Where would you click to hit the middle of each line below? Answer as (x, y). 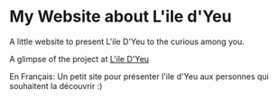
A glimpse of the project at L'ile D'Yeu (79, 59)
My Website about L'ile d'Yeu (120, 17)
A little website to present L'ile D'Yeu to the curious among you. (127, 41)
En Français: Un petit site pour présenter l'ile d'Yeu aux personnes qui (139, 76)
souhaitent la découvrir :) (56, 86)
